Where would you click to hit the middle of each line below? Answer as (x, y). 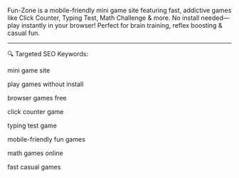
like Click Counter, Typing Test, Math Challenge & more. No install (103, 18)
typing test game (32, 125)
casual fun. (24, 33)
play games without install (46, 84)
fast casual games (34, 167)
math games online (36, 153)
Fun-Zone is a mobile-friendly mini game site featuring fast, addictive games (119, 10)
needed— (215, 18)
